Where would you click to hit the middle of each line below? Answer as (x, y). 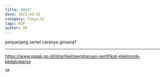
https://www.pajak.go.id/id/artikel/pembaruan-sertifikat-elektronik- (73, 56)
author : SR (16, 28)
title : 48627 (18, 10)
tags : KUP (15, 23)
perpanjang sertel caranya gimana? (41, 42)
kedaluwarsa (18, 62)
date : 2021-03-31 (23, 14)
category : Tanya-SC (25, 19)
